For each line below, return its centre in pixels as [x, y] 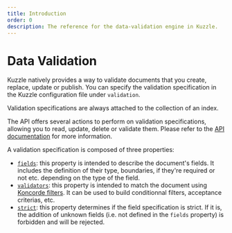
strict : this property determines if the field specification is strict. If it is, [119, 207]
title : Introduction [37, 14]
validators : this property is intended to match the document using [112, 185]
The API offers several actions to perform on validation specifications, [107, 121]
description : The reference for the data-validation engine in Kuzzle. [113, 26]
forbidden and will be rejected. [61, 222]
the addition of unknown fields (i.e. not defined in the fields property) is [120, 215]
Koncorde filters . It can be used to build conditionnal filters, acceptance [119, 193]
